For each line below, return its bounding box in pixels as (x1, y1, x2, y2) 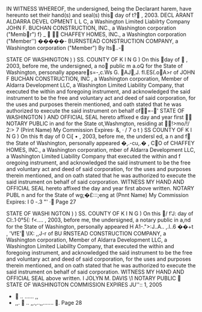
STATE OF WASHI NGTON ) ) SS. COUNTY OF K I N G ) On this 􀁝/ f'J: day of (6, 210, 194, 217)
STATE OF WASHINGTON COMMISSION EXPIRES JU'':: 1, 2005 (6, 281, 162, 288)
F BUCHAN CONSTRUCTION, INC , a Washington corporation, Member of (6, 75, 189, 82)
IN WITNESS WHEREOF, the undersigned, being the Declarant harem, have (6, 5, 192, 12)
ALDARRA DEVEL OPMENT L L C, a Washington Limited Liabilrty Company (6, 18, 191, 25)
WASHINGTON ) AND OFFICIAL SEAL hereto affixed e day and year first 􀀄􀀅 (6, 114, 192, 120)
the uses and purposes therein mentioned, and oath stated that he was (6, 101, 182, 108)
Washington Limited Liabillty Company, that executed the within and (6, 243, 174, 249)
